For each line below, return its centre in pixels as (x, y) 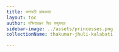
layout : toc (21, 18)
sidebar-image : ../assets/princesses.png (60, 29)
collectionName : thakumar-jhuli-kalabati (60, 34)
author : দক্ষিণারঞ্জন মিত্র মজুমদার (36, 23)
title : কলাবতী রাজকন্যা (29, 12)
